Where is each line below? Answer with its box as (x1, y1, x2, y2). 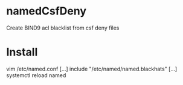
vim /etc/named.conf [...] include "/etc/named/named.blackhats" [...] (6, 65, 178, 72)
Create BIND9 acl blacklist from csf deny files (6, 24, 120, 31)
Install (6, 45, 38, 59)
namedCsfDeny (6, 4, 86, 18)
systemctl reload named (6, 71, 66, 79)
